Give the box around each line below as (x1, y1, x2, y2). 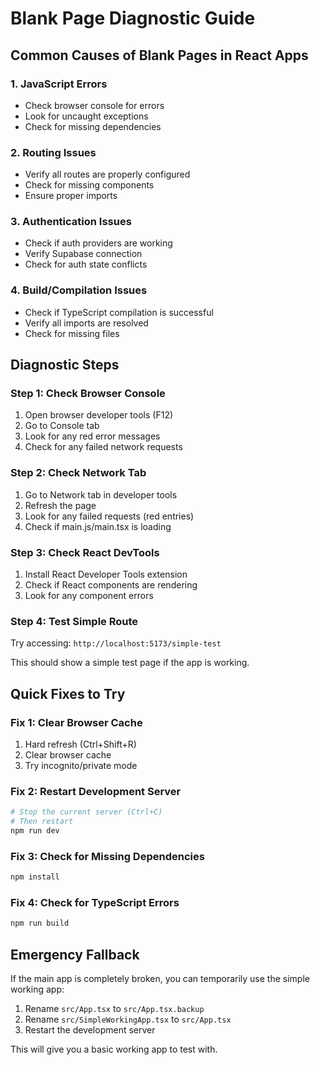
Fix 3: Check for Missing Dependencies (10, 849, 205, 863)
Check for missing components (24, 179, 155, 191)
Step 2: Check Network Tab (10, 466, 147, 480)
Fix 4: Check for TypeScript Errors (10, 896, 180, 910)
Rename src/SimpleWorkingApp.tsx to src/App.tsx (24, 1013, 232, 1026)
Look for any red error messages (24, 430, 161, 442)
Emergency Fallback (10, 946, 140, 963)
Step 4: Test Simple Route (10, 614, 139, 628)
